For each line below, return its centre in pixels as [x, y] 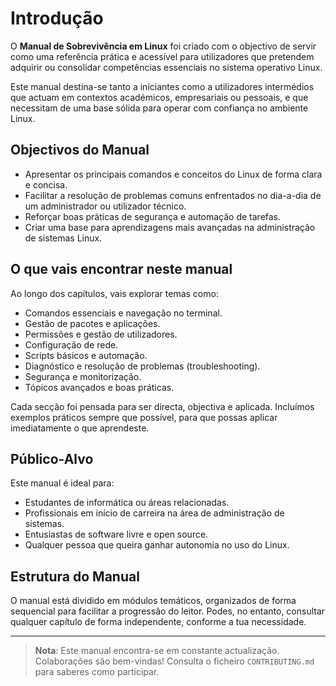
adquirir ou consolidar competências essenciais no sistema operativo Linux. [166, 67]
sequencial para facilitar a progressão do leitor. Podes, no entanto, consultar [168, 611]
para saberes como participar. [97, 672]
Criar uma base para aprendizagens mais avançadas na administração [170, 227]
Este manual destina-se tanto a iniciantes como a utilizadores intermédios [162, 86]
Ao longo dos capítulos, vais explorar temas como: [114, 293]
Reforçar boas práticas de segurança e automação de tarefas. [153, 216]
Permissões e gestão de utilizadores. [101, 334]
